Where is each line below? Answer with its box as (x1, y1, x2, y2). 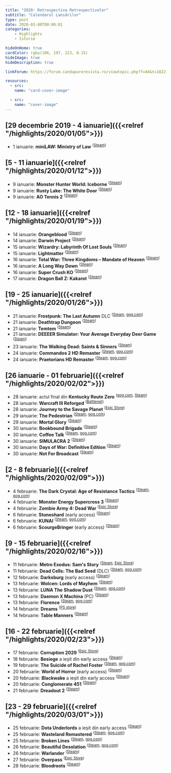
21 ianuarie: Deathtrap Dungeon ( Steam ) (12, 318, 96, 326)
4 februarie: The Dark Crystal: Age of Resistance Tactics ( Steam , (12, 487, 150, 494)
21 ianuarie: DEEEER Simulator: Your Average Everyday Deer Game (12, 331, 157, 337)
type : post (5, 17, 29, 22)
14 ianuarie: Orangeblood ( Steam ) (12, 230, 82, 237)
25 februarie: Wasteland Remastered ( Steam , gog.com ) (12, 730, 125, 737)
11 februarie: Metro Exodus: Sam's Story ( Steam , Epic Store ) (12, 561, 134, 567)
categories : (5, 27, 31, 32)
